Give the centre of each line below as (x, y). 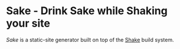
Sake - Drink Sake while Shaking (87, 11)
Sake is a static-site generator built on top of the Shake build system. (90, 40)
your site (28, 23)
